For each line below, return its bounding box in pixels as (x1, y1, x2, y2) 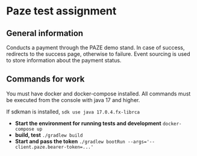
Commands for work (6, 74, 85, 85)
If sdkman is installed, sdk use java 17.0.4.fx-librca (6, 108, 140, 115)
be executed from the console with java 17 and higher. (6, 96, 140, 103)
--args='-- (127, 139, 155, 145)
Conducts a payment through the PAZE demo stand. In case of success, (6, 44, 185, 51)
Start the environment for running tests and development (14, 119, 161, 127)
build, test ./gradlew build (14, 131, 83, 139)
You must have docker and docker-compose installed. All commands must (6, 90, 191, 97)
